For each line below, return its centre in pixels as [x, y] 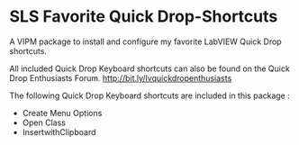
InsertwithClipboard [59, 131]
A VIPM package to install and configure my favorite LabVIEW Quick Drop [145, 41]
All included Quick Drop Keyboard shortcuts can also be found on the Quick [149, 68]
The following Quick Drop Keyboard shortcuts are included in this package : [149, 95]
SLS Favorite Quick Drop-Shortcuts [144, 17]
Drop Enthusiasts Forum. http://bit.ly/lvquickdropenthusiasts [121, 77]
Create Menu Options [62, 113]
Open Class [44, 122]
